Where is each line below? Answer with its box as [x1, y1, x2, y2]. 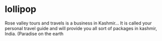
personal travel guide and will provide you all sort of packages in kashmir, [5, 25, 157, 31]
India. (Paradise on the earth [5, 30, 64, 36]
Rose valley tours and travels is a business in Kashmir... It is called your [5, 20, 152, 26]
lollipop [5, 3, 36, 15]
